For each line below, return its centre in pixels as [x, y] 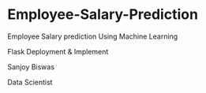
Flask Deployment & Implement [58, 51]
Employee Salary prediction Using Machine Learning [93, 36]
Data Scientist [30, 82]
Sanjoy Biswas [31, 67]
